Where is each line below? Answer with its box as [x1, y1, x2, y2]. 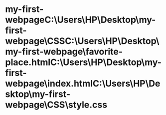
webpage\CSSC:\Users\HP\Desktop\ [5, 35, 160, 47]
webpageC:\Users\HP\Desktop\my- [5, 14, 156, 25]
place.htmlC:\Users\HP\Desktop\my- [5, 56, 162, 68]
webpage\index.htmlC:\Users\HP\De [5, 78, 161, 89]
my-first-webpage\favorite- [5, 46, 123, 57]
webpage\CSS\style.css [5, 99, 108, 110]
